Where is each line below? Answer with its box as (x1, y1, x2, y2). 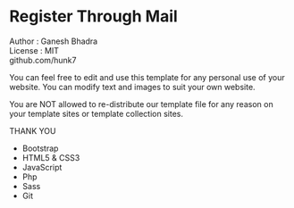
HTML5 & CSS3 (21, 152, 80, 162)
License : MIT (9, 45, 60, 55)
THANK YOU (9, 125, 56, 136)
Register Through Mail (9, 6, 179, 27)
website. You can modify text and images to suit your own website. (9, 81, 256, 92)
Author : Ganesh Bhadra (9, 36, 98, 46)
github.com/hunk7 (9, 54, 77, 65)
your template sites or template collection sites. (9, 108, 183, 119)
